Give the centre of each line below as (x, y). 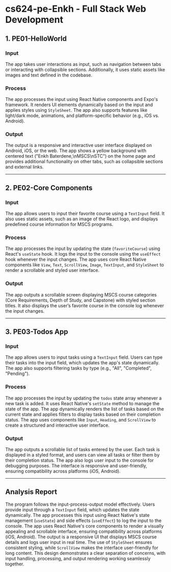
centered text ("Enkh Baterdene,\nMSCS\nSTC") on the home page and (80, 156)
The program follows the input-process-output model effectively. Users (80, 504)
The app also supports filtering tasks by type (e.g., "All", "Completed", (78, 368)
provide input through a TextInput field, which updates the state (72, 509)
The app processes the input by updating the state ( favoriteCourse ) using (83, 248)
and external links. (25, 167)
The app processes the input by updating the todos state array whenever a (83, 398)
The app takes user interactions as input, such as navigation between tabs (83, 64)
